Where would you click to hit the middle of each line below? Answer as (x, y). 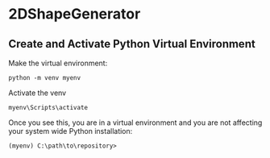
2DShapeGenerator (75, 14)
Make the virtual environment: (58, 63)
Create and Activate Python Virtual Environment (132, 44)
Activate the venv (37, 93)
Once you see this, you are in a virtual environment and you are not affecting (135, 123)
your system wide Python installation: (71, 131)
